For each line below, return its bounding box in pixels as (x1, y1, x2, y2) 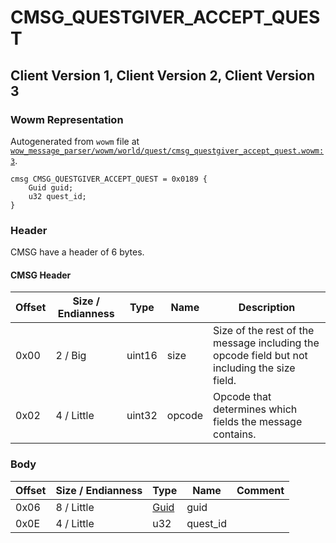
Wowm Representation (10, 112, 124, 126)
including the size (213, 361, 296, 375)
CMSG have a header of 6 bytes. (10, 246, 145, 258)
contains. (213, 427, 257, 441)
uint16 (126, 349, 158, 363)
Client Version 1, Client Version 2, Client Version (10, 67, 315, 84)
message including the (213, 336, 320, 350)
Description (238, 301, 296, 315)
